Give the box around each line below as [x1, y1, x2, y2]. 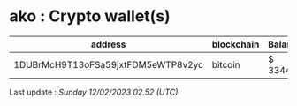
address [90, 38, 126, 50]
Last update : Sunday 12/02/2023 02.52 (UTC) [9, 87, 179, 97]
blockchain [211, 38, 260, 50]
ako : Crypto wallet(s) [9, 6, 171, 26]
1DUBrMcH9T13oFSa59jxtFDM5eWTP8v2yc [13, 58, 203, 71]
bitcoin [211, 58, 240, 71]
